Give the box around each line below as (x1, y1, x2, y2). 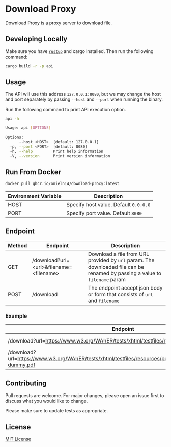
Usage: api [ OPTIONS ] (5, 125, 51, 130)
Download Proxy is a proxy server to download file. (5, 20, 112, 26)
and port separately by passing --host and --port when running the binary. (5, 96, 163, 102)
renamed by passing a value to (88, 270, 162, 277)
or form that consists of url (88, 291, 154, 298)
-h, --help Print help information (10, 149, 103, 154)
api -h (5, 116, 19, 121)
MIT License (5, 436, 32, 442)
